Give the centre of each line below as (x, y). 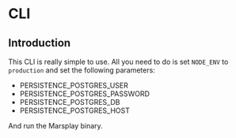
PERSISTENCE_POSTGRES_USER (74, 85)
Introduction (40, 43)
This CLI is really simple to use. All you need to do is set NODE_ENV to (118, 62)
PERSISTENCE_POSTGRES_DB (70, 102)
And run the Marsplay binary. (55, 126)
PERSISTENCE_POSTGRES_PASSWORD (85, 94)
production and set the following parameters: (82, 70)
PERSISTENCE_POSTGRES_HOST (75, 110)
